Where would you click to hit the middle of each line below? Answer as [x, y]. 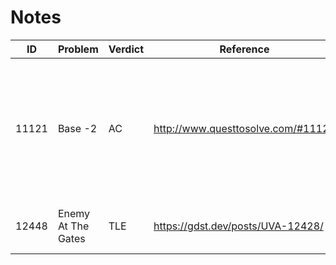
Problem [78, 49]
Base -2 [77, 128]
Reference [244, 49]
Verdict [126, 49]
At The [73, 226]
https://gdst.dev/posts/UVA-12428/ [238, 226]
